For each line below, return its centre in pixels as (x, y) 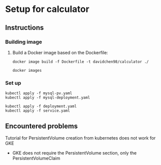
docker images (27, 70)
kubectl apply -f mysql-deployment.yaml (48, 98)
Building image (24, 42)
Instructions (24, 28)
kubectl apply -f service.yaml (38, 111)
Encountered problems (42, 126)
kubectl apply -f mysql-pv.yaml (39, 93)
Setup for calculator (47, 9)
